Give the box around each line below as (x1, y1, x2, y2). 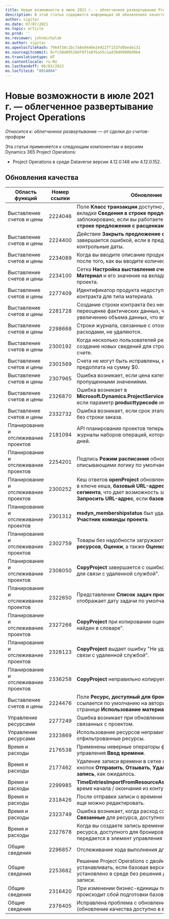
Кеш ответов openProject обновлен (76, 476, 164, 483)
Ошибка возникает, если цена (76, 372, 150, 379)
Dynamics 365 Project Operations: (5, 149, 76, 155)
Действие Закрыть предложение (76, 230, 161, 237)
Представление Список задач (76, 591, 152, 598)
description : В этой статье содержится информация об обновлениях (5, 12, 147, 17)
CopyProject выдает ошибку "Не (76, 645, 157, 652)
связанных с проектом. (76, 720, 134, 728)
